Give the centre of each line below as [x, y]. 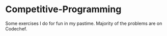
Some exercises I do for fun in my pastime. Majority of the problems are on [84, 23]
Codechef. [16, 28]
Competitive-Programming [63, 9]
